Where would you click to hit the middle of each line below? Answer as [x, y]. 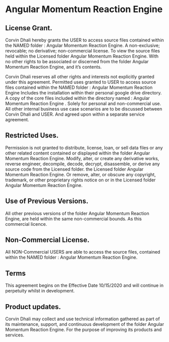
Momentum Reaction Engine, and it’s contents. [53, 67]
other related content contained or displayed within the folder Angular [78, 153]
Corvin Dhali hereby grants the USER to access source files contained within [84, 40]
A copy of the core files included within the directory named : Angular [78, 98]
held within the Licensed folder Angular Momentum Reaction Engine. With [82, 56]
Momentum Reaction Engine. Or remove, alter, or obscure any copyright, [80, 174]
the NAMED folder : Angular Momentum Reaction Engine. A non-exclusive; [82, 45]
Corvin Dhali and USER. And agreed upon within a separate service [75, 114]
